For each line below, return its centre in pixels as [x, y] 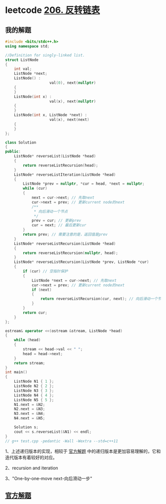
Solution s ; [26, 427]
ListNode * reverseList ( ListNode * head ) [55, 156]
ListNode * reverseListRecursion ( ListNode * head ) [65, 244]
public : [13, 151]
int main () [16, 372]
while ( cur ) [35, 189]
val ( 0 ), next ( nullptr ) [73, 83]
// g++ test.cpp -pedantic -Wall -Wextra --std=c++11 [62, 441]
